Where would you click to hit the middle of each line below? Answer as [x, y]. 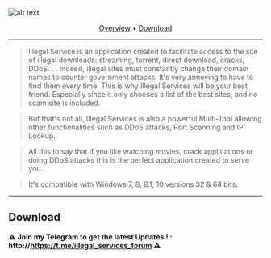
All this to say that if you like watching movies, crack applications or [141, 151]
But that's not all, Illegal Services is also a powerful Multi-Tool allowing [145, 118]
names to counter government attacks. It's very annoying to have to [141, 77]
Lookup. [42, 136]
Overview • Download [135, 28]
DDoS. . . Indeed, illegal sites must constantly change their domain [138, 68]
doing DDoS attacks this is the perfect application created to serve [139, 160]
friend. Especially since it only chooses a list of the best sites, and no [143, 94]
